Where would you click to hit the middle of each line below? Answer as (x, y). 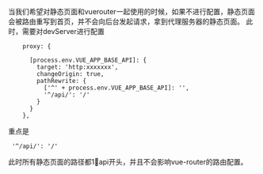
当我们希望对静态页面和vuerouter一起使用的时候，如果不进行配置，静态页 (128, 11)
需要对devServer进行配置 (63, 31)
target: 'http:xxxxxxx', (78, 67)
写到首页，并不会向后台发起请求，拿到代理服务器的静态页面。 (143, 21)
